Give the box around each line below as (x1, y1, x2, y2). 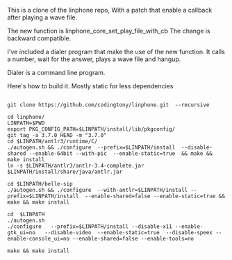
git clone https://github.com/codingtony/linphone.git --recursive (7, 101, 210, 108)
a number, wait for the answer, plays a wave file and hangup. (7, 55, 181, 63)
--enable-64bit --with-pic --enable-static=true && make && (28, 150, 213, 157)
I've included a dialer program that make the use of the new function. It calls (7, 48, 226, 56)
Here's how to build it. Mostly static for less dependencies (7, 82, 174, 90)
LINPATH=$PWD (7, 120, 45, 127)
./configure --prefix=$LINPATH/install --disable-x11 (7, 223, 172, 230)
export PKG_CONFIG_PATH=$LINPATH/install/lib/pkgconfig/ (7, 126, 176, 133)
